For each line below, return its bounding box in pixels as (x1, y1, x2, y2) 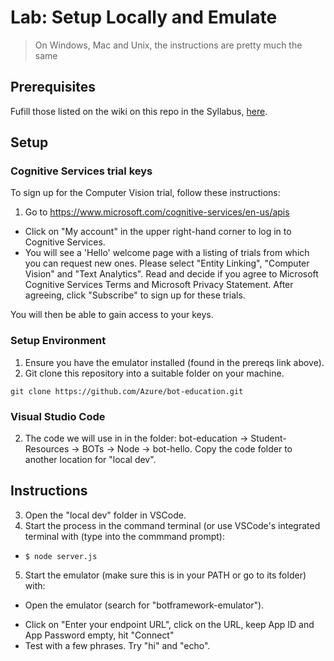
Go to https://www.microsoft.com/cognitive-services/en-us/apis (24, 206, 290, 218)
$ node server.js (24, 551, 98, 561)
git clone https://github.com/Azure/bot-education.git (10, 386, 244, 396)
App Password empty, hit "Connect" (24, 629, 175, 641)
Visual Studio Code (10, 409, 106, 423)
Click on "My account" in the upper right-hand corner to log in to (24, 226, 292, 238)
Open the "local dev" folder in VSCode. (24, 509, 187, 521)
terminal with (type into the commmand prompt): (24, 530, 225, 542)
